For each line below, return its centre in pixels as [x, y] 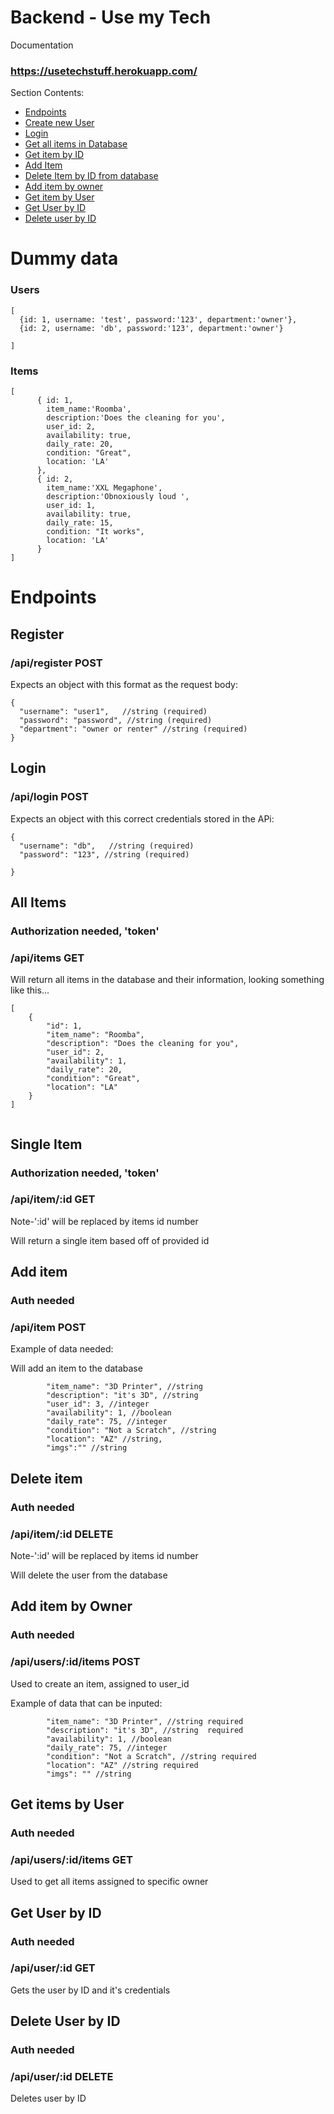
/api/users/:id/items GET [71, 1859]
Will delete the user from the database [89, 1575]
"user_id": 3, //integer [98, 1404]
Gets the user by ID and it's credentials [90, 1990]
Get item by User [59, 197]
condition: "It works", [95, 532]
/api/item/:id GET [53, 1199]
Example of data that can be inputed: [86, 1703]
